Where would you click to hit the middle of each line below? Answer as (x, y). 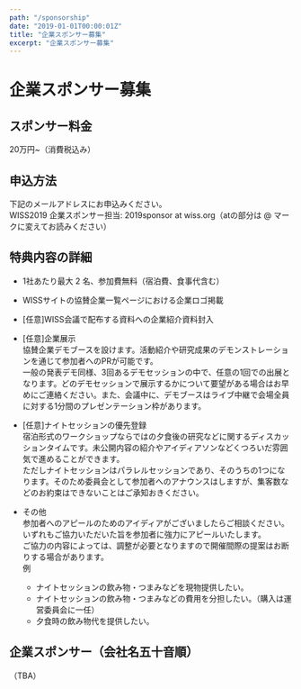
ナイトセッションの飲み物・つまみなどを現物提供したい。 (142, 587)
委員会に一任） (71, 610)
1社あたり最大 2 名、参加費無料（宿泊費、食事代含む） (123, 281)
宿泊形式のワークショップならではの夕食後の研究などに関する (137, 436)
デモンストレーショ (253, 349)
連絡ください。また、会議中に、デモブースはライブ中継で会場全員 (168, 394)
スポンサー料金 (51, 126)
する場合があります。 (70, 557)
